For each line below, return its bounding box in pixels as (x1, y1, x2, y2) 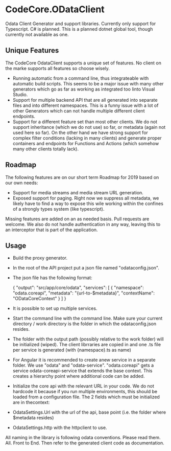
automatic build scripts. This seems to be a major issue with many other (12, 80, 164, 86)
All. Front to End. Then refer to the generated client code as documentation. (5, 440, 164, 446)
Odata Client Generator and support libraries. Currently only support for (5, 20, 156, 27)
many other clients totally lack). (12, 146, 79, 152)
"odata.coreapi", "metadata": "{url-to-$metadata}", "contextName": (12, 290, 155, 296)
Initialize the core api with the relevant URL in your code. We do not (12, 383, 155, 389)
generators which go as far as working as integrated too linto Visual (12, 86, 155, 92)
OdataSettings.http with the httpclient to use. (12, 424, 107, 431)
